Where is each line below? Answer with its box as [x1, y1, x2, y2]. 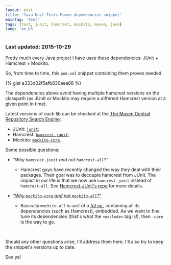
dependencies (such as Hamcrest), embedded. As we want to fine [20, 208, 160, 214]
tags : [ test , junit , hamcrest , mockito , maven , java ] [5, 21, 123, 27]
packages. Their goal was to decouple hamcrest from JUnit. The [20, 172, 156, 178]
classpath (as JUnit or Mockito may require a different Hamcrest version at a [5, 95, 166, 102]
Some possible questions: [5, 147, 60, 153]
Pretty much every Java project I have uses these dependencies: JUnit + [5, 55, 158, 61]
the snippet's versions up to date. [5, 244, 76, 250]
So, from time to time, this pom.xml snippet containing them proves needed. [5, 70, 163, 77]
